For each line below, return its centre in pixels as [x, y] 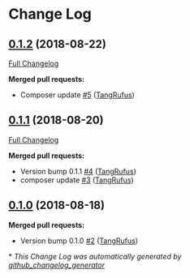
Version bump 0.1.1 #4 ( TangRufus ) [78, 171]
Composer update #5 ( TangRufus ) [78, 95]
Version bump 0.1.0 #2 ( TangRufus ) [79, 241]
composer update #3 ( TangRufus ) [77, 180]
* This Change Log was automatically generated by [95, 256]
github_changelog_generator [57, 265]
